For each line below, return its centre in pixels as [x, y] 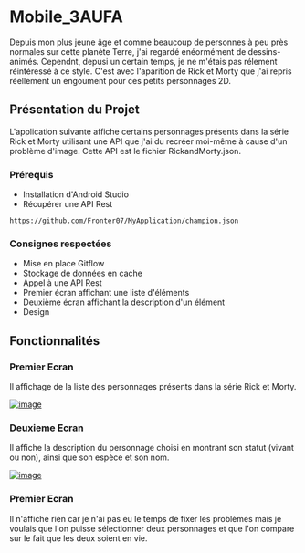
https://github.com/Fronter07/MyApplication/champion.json [124, 221]
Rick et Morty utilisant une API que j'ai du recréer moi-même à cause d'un [148, 141]
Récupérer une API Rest [68, 204]
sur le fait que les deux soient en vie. [79, 538]
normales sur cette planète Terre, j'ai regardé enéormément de [128, 51]
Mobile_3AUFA [66, 17]
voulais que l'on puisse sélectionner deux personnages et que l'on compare [152, 528]
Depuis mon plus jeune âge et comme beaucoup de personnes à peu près [149, 42]
